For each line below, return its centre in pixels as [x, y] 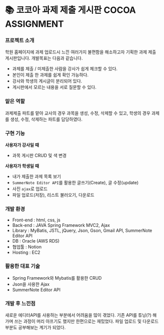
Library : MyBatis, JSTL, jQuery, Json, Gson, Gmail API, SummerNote [82, 231]
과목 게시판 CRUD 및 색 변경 [39, 156]
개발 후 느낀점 [20, 303]
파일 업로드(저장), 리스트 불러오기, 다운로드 [53, 195]
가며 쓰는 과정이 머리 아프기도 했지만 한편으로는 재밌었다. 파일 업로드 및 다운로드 [82, 321]
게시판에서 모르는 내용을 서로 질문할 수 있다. [54, 87]
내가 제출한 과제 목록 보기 [37, 176]
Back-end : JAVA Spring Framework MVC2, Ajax [61, 225]
